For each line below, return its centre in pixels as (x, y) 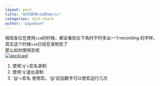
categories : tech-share (30, 19)
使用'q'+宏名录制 (29, 66)
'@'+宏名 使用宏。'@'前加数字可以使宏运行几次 (60, 78)
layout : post (18, 10)
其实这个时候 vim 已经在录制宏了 (36, 44)
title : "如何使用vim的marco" (33, 14)
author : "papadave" (25, 23)
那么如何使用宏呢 (22, 50)
